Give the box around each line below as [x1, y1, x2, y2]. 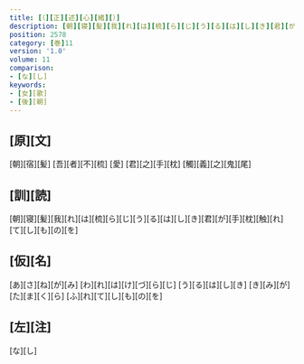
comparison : [9, 64, 54, 73]
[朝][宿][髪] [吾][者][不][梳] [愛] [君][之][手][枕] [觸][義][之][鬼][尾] [9, 159, 252, 170]
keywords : [9, 80, 47, 89]
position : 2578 [9, 30, 67, 39]
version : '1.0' [9, 47, 67, 56]
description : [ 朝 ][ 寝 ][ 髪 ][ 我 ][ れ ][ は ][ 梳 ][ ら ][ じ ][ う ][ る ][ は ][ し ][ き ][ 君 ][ [9, 22, 290, 31]
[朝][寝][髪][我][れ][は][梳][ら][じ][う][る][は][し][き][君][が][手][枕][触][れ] [9, 213, 284, 224]
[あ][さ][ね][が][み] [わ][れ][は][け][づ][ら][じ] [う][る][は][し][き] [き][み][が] [9, 279, 291, 290]
